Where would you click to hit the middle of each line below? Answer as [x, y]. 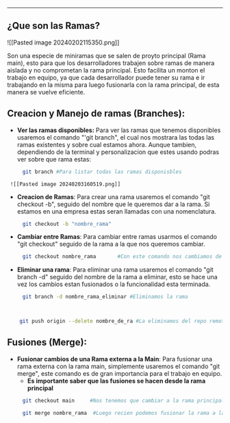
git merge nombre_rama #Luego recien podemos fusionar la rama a [119, 413]
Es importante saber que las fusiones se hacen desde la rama [116, 381]
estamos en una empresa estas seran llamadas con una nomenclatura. [117, 211]
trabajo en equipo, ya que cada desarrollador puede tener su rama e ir [106, 77]
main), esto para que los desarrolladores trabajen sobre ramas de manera [111, 63]
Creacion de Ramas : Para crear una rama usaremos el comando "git [113, 196]
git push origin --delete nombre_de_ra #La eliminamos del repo [113, 321]
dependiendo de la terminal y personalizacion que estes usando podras [118, 152]
